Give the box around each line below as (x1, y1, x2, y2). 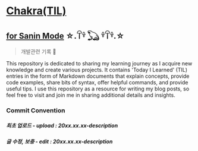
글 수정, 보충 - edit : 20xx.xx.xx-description (6, 138, 113, 145)
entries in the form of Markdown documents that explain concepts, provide (6, 73, 190, 80)
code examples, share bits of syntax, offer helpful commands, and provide (6, 79, 188, 86)
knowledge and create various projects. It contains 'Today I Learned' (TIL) (6, 67, 188, 73)
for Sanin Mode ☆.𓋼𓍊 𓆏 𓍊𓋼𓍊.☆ (6, 31, 125, 41)
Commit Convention (6, 106, 65, 114)
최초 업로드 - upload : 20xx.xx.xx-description (6, 122, 118, 129)
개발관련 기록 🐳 (20, 48, 56, 55)
